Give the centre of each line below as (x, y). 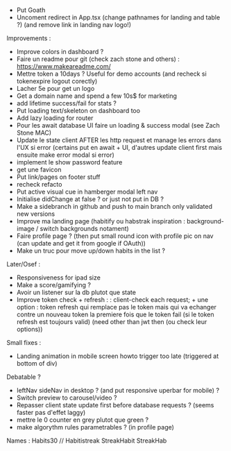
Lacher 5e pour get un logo (55, 88)
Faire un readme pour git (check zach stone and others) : (98, 59)
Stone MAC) (34, 133)
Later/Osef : (24, 264)
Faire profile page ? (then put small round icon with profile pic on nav (115, 236)
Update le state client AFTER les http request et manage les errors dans (119, 140)
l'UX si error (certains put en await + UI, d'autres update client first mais (119, 147)
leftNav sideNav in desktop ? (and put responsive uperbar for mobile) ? (118, 390)
